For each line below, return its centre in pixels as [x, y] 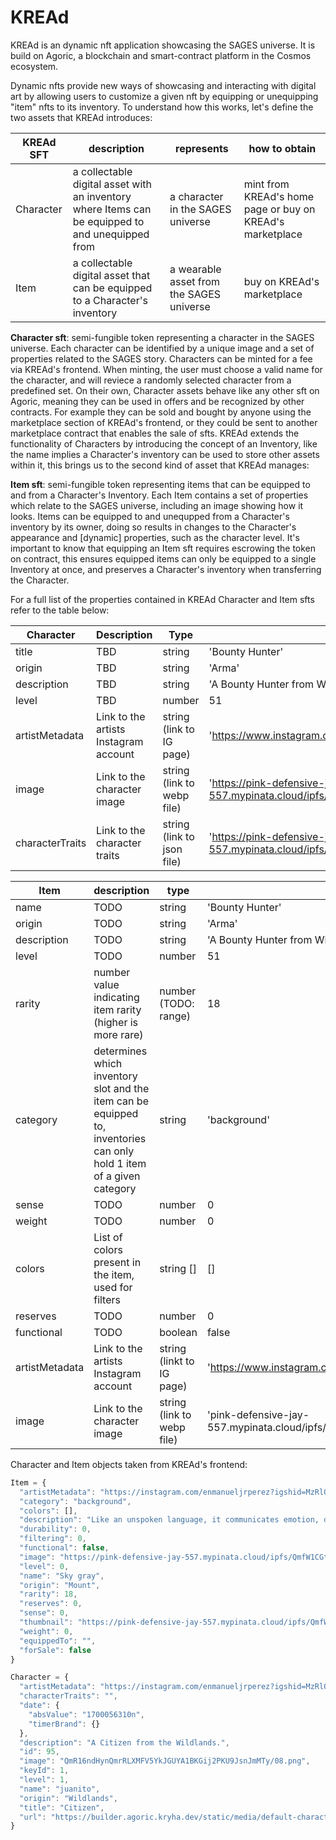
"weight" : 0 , [46, 1631]
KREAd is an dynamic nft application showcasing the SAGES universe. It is [163, 45]
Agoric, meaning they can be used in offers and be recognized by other [157, 401]
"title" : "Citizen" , [62, 1807]
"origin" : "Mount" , [60, 1585]
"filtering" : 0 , [53, 1539]
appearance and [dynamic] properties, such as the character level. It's [155, 537]
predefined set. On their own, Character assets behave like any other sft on [165, 390]
